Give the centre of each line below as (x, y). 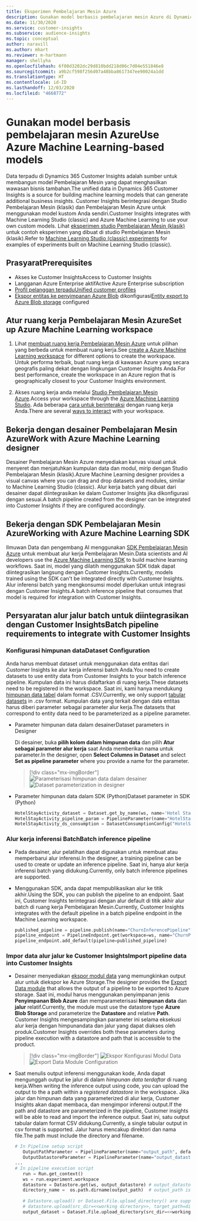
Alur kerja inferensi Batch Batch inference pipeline (79, 839)
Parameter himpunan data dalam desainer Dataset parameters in (92, 724)
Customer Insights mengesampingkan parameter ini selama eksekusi (98, 1020)
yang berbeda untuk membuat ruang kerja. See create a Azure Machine (100, 350)
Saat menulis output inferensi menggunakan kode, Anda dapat (90, 1073)
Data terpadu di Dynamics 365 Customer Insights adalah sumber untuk (92, 176)
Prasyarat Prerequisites (49, 263)
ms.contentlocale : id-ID (36, 83)
